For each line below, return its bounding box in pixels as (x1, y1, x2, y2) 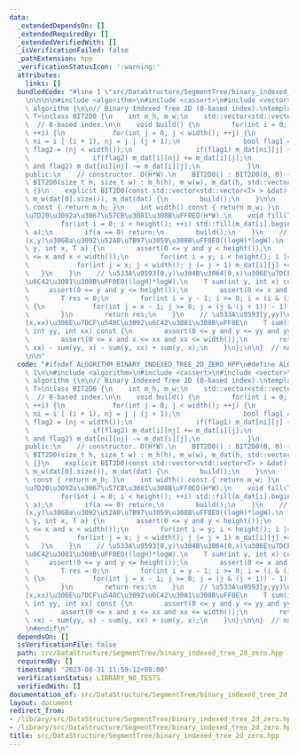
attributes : (17, 71, 62, 80)
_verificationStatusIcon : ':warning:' (17, 63, 161, 72)
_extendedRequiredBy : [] (17, 29, 109, 38)
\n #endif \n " (25, 623, 69, 633)
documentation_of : (9, 690, 77, 699)
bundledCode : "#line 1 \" (17, 87, 114, 96)
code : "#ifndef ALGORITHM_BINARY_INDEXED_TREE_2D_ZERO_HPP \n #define (17, 360, 276, 369)
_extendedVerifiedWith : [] (17, 37, 117, 47)
